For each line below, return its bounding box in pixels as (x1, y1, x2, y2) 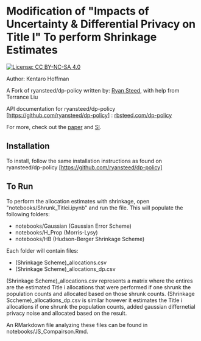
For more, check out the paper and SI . (6, 123, 102, 130)
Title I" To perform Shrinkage (6, 30, 157, 44)
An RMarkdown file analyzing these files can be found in (6, 321, 148, 328)
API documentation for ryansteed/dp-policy (6, 105, 116, 112)
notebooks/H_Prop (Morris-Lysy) (15, 228, 99, 236)
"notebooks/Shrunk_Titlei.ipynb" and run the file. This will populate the (6, 204, 183, 211)
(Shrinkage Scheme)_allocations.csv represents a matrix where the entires (6, 277, 193, 284)
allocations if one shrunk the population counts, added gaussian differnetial (6, 303, 196, 310)
